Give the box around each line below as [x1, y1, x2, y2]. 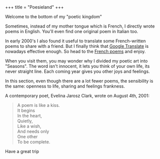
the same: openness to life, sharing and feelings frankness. [5, 83, 125, 89]
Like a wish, [17, 123, 41, 129]
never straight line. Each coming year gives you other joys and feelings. [5, 68, 150, 74]
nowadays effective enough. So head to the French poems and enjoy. [5, 49, 146, 54]
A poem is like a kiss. [17, 102, 60, 108]
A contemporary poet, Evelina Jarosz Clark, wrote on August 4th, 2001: [5, 93, 150, 98]
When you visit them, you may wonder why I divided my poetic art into [5, 58, 148, 64]
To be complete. [17, 139, 51, 145]
